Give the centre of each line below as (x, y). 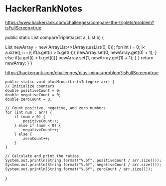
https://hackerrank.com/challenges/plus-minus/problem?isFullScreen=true (82, 72)
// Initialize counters (30, 86)
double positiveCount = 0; (33, 90)
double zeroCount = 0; (29, 99)
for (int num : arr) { (29, 112)
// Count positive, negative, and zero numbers (56, 108)
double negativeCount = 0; (33, 95)
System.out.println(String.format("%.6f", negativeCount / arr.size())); (83, 165)
